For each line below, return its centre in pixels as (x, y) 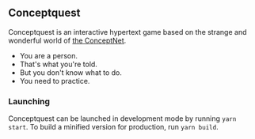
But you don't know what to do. (71, 72)
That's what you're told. (58, 64)
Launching (29, 101)
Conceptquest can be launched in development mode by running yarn (122, 118)
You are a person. (48, 55)
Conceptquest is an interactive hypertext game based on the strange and (127, 32)
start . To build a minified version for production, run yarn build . (114, 127)
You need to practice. (55, 81)
